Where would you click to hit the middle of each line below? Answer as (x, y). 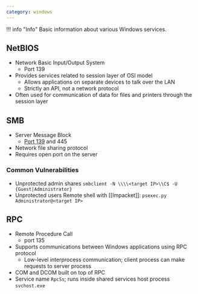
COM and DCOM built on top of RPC (60, 273)
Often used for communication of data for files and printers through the (104, 95)
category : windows (29, 12)
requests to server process (58, 266)
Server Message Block (43, 135)
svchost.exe (30, 286)
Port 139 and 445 (46, 142)
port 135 (34, 241)
